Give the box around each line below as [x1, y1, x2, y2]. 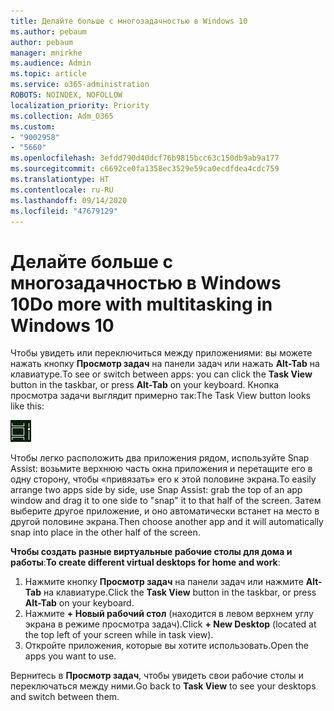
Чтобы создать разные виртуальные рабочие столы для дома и [10, 546, 293, 558]
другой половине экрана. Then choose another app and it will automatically [10, 516, 324, 528]
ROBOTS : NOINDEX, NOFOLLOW [10, 90, 123, 100]
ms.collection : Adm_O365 [10, 111, 114, 121]
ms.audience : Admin [10, 58, 92, 69]
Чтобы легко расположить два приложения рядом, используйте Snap [10, 452, 310, 464]
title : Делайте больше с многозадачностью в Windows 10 [10, 16, 248, 26]
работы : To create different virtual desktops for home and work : [10, 556, 281, 569]
